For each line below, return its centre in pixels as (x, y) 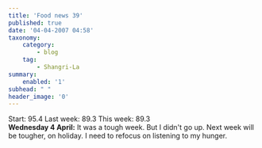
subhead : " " (30, 89)
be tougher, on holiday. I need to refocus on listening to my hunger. (118, 136)
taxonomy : (25, 38)
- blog (48, 52)
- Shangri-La (58, 67)
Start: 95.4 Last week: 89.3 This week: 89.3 (79, 119)
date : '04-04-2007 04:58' (51, 30)
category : (39, 45)
